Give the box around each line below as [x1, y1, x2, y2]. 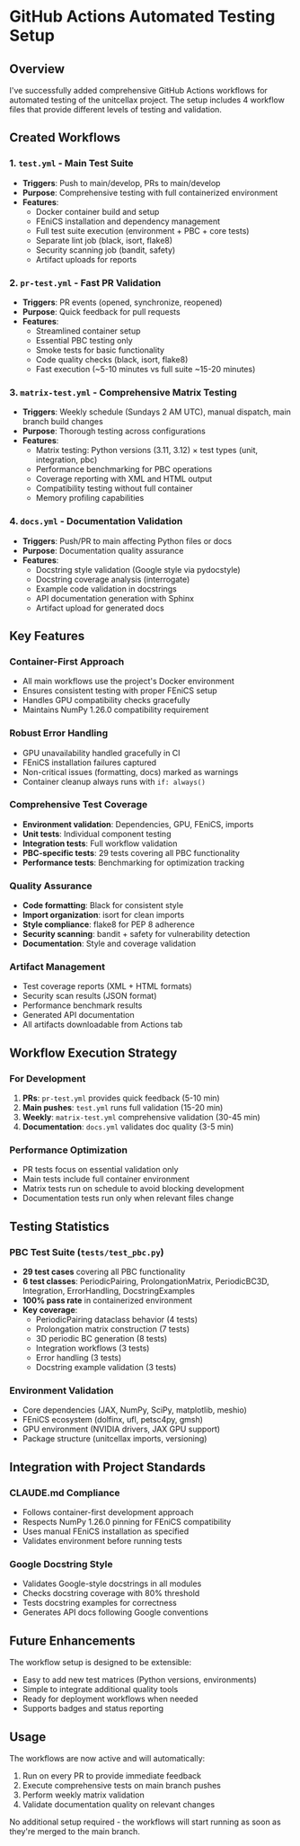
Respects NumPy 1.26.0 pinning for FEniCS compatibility [22, 1517, 232, 1528]
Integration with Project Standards [9, 1459, 207, 1475]
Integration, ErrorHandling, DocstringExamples [22, 1286, 196, 1297]
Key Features [9, 628, 85, 644]
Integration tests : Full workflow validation [22, 838, 178, 849]
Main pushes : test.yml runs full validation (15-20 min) [22, 1102, 224, 1113]
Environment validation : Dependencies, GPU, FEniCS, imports [22, 818, 254, 829]
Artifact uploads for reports [35, 254, 137, 264]
